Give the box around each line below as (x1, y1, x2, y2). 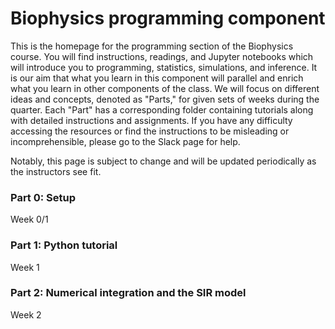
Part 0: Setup (10, 190, 77, 204)
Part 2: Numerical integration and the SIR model (10, 286, 247, 300)
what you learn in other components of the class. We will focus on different (10, 82, 320, 94)
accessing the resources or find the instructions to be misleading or (10, 125, 290, 137)
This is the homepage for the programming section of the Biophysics (10, 40, 294, 52)
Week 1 (10, 261, 40, 273)
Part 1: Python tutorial (10, 238, 118, 252)
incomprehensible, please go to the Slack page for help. (10, 135, 241, 147)
